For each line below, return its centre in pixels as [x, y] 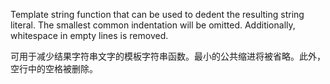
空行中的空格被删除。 [54, 68]
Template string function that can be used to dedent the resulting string [157, 14]
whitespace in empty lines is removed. [89, 35]
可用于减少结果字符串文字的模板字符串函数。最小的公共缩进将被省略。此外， [168, 56]
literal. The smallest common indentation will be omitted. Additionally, [153, 25]
